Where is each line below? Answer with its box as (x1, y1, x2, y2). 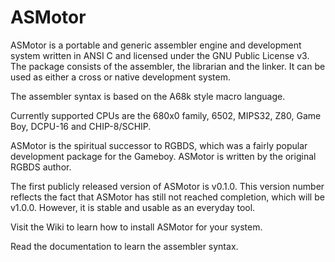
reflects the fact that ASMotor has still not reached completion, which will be (10, 191, 325, 203)
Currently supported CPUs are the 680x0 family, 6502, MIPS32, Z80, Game (10, 109, 322, 121)
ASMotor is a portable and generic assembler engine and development (10, 39, 302, 51)
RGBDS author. (10, 161, 72, 173)
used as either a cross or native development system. (10, 71, 231, 83)
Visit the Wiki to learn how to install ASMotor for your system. (10, 221, 263, 233)
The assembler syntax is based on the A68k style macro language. (10, 90, 286, 102)
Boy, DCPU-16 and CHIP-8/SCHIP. (10, 120, 152, 132)
